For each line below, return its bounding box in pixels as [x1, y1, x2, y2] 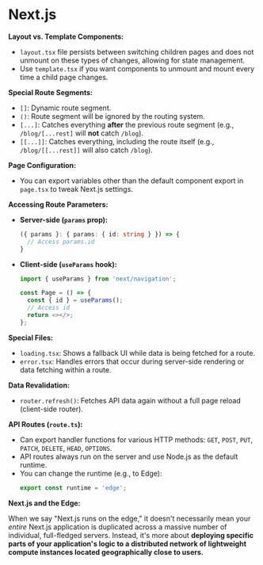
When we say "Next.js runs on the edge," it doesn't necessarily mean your [8, 513, 251, 523]
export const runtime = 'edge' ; [19, 483, 127, 492]
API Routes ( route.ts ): [8, 419, 83, 429]
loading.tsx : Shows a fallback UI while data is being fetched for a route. [19, 348, 256, 357]
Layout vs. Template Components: [8, 32, 124, 41]
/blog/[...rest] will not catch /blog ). [19, 128, 144, 138]
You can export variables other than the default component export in [19, 176, 244, 185]
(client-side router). [19, 404, 83, 414]
